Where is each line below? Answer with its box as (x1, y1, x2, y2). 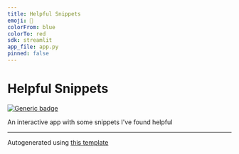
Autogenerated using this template (7, 138, 109, 146)
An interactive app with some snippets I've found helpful (7, 118, 173, 126)
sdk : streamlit (7, 37, 53, 44)
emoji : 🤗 (7, 17, 33, 24)
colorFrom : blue (7, 23, 55, 31)
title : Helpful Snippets (7, 10, 81, 18)
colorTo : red (7, 30, 46, 38)
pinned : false (7, 50, 50, 57)
